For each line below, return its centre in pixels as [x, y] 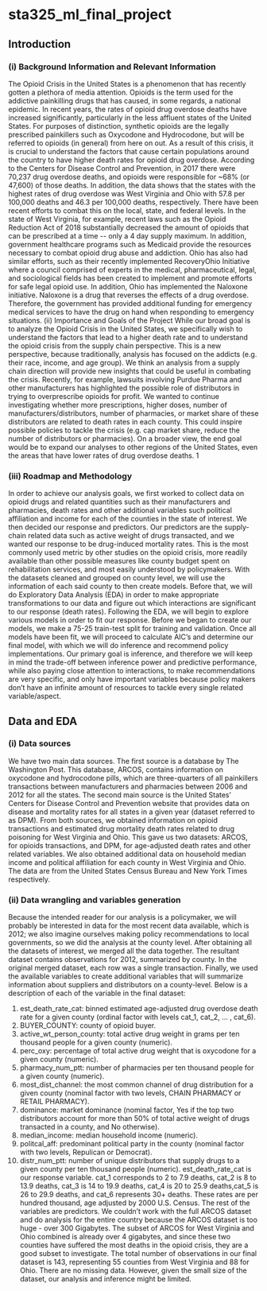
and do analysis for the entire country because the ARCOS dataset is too [139, 1220]
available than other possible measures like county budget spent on [119, 561]
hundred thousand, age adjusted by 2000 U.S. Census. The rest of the [135, 1203]
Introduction [40, 44]
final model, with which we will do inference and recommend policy [118, 645]
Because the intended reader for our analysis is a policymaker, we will [122, 917]
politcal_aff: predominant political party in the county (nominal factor [132, 1144]
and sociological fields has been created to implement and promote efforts [130, 278]
